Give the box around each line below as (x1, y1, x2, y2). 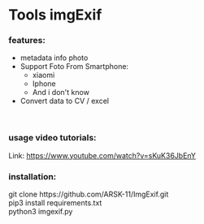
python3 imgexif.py (8, 207, 73, 217)
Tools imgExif (8, 6, 102, 24)
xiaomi (32, 71, 55, 80)
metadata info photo (20, 53, 89, 62)
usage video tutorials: (8, 132, 97, 144)
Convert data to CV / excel (20, 96, 110, 106)
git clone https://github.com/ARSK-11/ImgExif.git (8, 189, 169, 200)
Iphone (32, 79, 57, 88)
